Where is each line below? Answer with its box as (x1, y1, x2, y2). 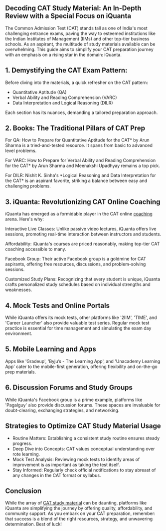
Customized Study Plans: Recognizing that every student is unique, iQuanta (5, 276, 161, 282)
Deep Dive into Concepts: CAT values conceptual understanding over (12, 445, 156, 451)
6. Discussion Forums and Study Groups (5, 383, 133, 392)
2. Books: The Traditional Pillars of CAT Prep (5, 124, 146, 132)
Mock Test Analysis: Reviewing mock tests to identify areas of (12, 456, 140, 462)
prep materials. (5, 368, 36, 374)
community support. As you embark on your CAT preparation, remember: (5, 510, 156, 516)
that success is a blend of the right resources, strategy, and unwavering (5, 516, 153, 522)
